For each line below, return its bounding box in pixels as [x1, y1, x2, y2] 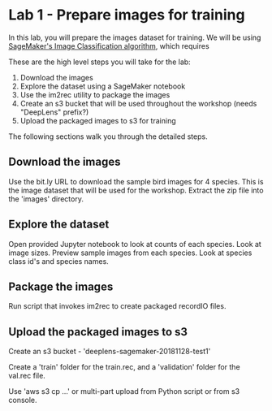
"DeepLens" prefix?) [19, 107, 89, 117]
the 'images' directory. [8, 193, 84, 204]
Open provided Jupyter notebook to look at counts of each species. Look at [8, 239, 261, 249]
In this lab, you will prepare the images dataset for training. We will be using [8, 32, 261, 42]
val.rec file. [8, 371, 46, 381]
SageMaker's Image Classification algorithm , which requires [8, 41, 209, 50]
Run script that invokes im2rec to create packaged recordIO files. [8, 301, 227, 311]
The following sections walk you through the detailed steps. [8, 132, 209, 141]
